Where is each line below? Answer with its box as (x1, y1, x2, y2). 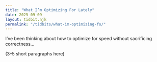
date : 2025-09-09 (5, 12, 42, 17)
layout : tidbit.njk (5, 17, 47, 22)
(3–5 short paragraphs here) (5, 51, 65, 57)
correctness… (5, 41, 35, 47)
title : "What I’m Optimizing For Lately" (5, 7, 95, 13)
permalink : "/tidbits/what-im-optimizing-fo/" (5, 21, 106, 27)
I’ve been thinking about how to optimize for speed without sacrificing (5, 36, 152, 42)
